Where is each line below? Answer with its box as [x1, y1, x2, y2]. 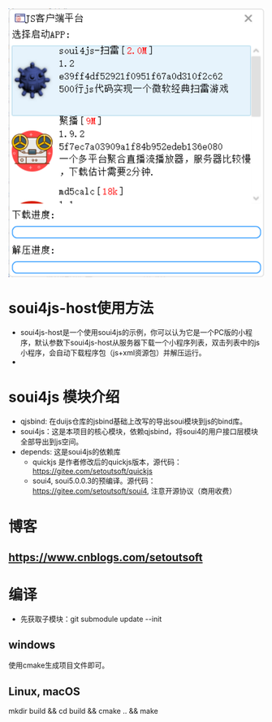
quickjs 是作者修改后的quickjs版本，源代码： [32, 457, 182, 467]
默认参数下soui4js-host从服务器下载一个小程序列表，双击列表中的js [34, 337, 260, 348]
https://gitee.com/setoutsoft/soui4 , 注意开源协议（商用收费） [32, 486, 237, 496]
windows [8, 637, 56, 651]
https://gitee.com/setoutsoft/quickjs [32, 467, 153, 476]
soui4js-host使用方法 [8, 299, 154, 318]
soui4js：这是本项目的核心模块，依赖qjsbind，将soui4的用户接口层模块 [19, 427, 258, 437]
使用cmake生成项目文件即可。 [8, 660, 110, 670]
